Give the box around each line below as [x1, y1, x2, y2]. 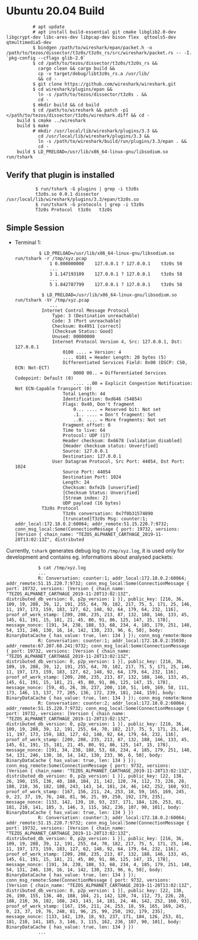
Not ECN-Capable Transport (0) [14, 386, 92, 391]
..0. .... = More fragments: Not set [73, 416, 167, 423]
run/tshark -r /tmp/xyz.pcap [14, 255, 87, 261]
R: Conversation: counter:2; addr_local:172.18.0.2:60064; [37, 700, 187, 706]
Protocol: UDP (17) [62, 433, 111, 438]
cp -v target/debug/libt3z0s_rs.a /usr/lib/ [37, 70, 150, 77]
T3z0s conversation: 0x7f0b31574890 [62, 510, 154, 516]
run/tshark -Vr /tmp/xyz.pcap [14, 297, 90, 303]
